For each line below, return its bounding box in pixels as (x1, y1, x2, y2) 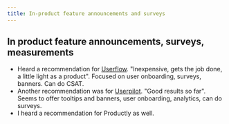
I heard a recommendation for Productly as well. (17, 109, 154, 118)
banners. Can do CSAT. (17, 80, 84, 88)
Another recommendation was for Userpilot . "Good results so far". (17, 87, 206, 96)
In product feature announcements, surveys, (7, 36, 204, 48)
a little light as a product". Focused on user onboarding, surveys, (17, 72, 202, 80)
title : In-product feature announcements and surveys (7, 10, 166, 17)
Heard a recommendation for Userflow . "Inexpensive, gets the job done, (17, 65, 223, 73)
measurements (7, 46, 74, 59)
